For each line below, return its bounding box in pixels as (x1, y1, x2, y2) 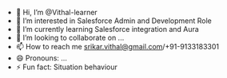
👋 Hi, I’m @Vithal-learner (15, 8, 98, 17)
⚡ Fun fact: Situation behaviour (15, 62, 118, 72)
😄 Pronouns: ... (15, 53, 68, 63)
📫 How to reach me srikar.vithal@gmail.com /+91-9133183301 (15, 42, 220, 51)
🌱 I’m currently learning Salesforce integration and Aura (15, 25, 200, 33)
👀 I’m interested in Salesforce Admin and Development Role (15, 16, 212, 25)
